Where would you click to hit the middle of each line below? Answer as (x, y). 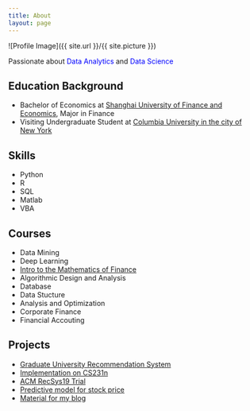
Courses (30, 233)
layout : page (30, 23)
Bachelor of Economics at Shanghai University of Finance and (121, 105)
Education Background (66, 85)
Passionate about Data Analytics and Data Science (91, 61)
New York (36, 130)
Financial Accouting (52, 320)
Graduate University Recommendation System (95, 364)
